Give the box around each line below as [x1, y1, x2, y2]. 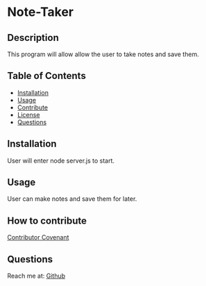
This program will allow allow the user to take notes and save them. [7, 50, 199, 58]
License [17, 110, 40, 118]
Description [7, 32, 59, 44]
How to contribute [7, 215, 87, 226]
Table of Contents [7, 70, 87, 82]
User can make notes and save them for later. [7, 195, 137, 203]
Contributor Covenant [7, 233, 69, 242]
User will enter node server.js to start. [7, 157, 115, 165]
